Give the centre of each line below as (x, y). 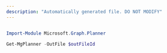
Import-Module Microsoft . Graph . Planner (56, 33)
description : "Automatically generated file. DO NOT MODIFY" (84, 12)
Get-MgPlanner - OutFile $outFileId (51, 44)
